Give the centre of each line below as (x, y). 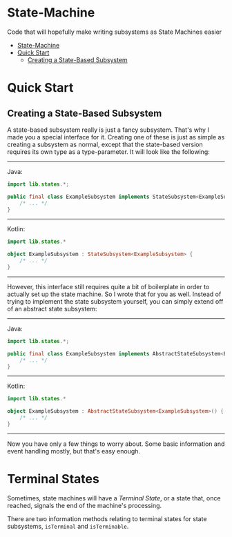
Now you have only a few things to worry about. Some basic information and (116, 444)
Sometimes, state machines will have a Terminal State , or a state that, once (114, 498)
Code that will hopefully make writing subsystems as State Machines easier (115, 32)
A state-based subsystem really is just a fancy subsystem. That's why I (108, 130)
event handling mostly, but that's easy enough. (74, 451)
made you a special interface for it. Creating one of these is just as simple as (116, 137)
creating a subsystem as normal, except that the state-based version (105, 144)
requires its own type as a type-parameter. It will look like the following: (109, 152)
